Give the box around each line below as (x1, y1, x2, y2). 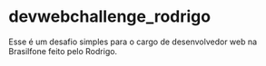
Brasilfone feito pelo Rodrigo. (8, 45, 118, 56)
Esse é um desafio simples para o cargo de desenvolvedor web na (8, 36, 258, 47)
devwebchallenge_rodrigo (8, 6, 211, 27)
